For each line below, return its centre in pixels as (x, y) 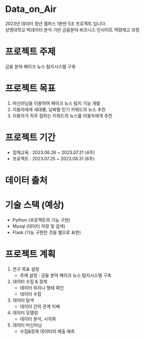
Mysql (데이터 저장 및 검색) (39, 226)
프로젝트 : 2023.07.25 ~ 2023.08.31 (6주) (53, 158)
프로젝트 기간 (30, 137)
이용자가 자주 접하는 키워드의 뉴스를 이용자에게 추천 (62, 115)
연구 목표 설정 (26, 269)
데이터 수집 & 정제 (30, 281)
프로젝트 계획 (30, 254)
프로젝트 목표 (30, 89)
